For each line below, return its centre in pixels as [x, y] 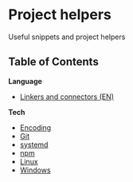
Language [25, 81]
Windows [35, 170]
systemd [34, 144]
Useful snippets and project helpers [67, 37]
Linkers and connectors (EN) [66, 97]
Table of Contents [54, 62]
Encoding [35, 127]
